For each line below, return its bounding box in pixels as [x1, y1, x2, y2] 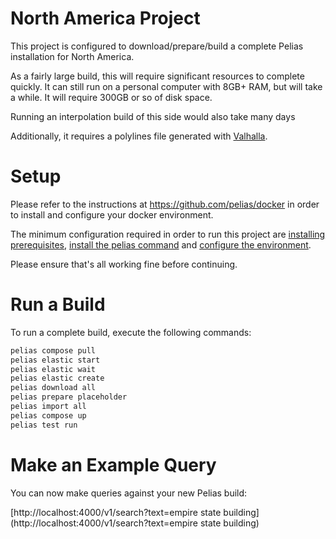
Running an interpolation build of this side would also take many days [10, 110, 296, 122]
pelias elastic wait [10, 364, 97, 374]
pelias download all [10, 383, 97, 393]
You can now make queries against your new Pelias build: [10, 487, 248, 499]
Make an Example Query [10, 453, 217, 476]
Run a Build [10, 293, 106, 316]
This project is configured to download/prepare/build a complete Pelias [10, 40, 304, 52]
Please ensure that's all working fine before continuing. [10, 258, 238, 270]
